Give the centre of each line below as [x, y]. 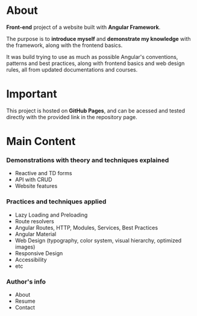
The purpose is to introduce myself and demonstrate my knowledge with [98, 39]
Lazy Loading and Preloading [51, 215]
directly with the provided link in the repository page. [72, 117]
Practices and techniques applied [56, 202]
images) [25, 247]
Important [32, 94]
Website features [36, 186]
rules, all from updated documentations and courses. [72, 69]
